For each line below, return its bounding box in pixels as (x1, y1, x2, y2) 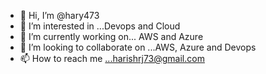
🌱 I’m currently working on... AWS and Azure (19, 31, 204, 42)
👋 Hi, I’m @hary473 (19, 10, 100, 21)
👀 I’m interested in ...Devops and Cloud (19, 20, 181, 32)
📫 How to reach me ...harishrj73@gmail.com (19, 53, 205, 64)
